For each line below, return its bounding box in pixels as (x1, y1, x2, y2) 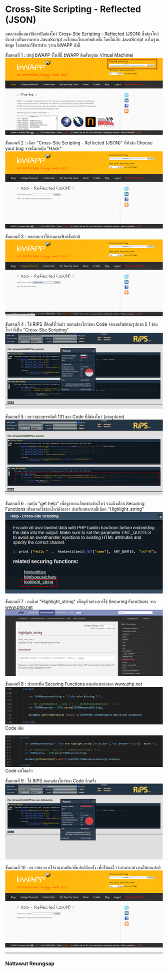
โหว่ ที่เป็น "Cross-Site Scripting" (5, 327, 69, 333)
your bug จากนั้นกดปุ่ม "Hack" (5, 145, 62, 151)
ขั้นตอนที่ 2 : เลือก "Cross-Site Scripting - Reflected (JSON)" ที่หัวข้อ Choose (5, 140, 153, 146)
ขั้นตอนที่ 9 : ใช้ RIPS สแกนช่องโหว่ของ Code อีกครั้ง (5, 778, 96, 784)
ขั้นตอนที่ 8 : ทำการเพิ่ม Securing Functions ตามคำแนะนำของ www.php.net (5, 681, 142, 687)
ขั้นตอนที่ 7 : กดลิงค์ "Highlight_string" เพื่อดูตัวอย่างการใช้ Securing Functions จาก (5, 599, 156, 605)
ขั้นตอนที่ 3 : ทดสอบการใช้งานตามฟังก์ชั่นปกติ (5, 233, 80, 239)
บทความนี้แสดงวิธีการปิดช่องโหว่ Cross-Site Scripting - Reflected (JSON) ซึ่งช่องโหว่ (5, 31, 159, 37)
